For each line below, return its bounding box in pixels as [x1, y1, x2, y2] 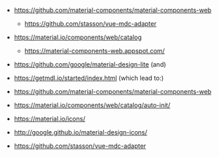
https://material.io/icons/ [13, 115, 86, 123]
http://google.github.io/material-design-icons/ [13, 128, 147, 136]
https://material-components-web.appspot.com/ [24, 47, 165, 55]
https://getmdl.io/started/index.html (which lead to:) [13, 74, 164, 82]
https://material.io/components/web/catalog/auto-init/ [13, 101, 171, 109]
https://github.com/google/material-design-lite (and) [13, 60, 166, 69]
